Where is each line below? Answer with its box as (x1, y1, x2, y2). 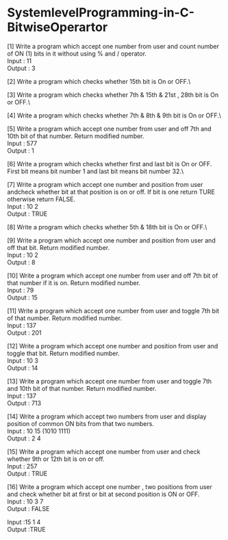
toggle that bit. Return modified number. (7, 349, 120, 357)
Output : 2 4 (7, 434, 41, 442)
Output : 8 (7, 258, 36, 266)
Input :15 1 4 (7, 517, 41, 526)
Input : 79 (7, 286, 34, 294)
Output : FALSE (7, 504, 50, 513)
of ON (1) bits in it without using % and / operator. (7, 49, 147, 58)
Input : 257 (7, 462, 38, 470)
